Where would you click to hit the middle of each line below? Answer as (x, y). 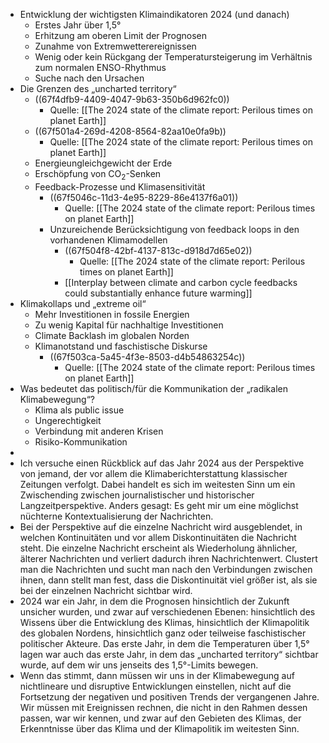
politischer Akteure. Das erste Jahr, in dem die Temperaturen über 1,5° (164, 643)
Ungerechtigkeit (68, 420)
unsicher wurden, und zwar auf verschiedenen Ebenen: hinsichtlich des (167, 611)
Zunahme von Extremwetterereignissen (115, 46)
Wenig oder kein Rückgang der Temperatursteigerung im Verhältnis (173, 57)
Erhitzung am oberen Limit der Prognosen (121, 35)
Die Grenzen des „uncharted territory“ (98, 88)
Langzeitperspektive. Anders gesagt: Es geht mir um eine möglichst (159, 505)
